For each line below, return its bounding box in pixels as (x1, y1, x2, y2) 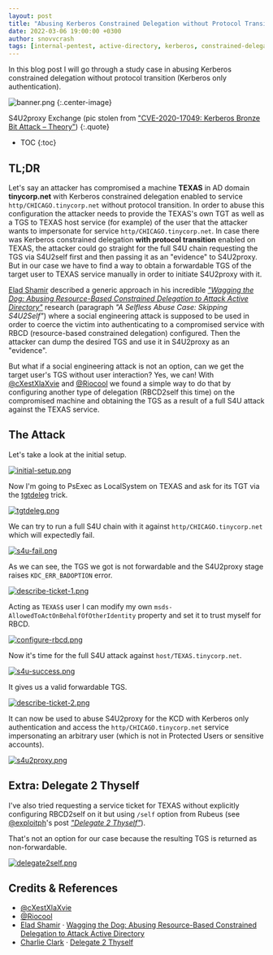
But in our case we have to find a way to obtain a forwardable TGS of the (8, 260, 252, 270)
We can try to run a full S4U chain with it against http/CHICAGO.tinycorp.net (8, 521, 263, 531)
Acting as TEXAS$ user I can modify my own (8, 601, 153, 611)
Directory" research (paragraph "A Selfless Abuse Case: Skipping (8, 302, 228, 312)
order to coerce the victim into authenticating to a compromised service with (8, 319, 265, 329)
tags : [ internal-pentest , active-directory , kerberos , (8, 42, 198, 50)
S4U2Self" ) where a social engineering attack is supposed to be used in (8, 311, 249, 321)
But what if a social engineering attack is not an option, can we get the (8, 361, 245, 371)
